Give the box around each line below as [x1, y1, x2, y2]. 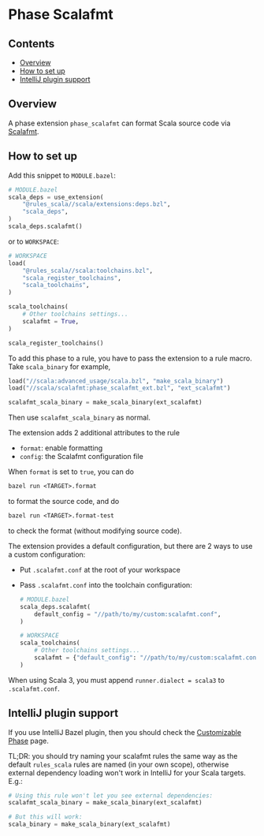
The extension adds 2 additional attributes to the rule [8, 428, 180, 438]
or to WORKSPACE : [8, 237, 59, 246]
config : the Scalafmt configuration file [19, 452, 143, 461]
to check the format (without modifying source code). [8, 526, 183, 536]
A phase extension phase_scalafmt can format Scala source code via [8, 118, 231, 128]
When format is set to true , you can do [8, 467, 134, 476]
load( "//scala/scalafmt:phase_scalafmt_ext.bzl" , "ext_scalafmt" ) [8, 384, 231, 392]
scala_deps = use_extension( [8, 193, 104, 201]
